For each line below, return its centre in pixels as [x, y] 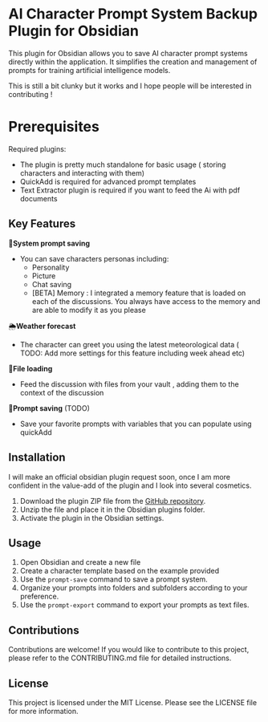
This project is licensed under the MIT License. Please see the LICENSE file [133, 702]
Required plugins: [37, 148]
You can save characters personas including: [94, 258]
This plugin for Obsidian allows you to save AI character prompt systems [128, 53]
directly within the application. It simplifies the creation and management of [133, 62]
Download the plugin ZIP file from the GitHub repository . [113, 501]
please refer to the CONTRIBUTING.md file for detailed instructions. [120, 658]
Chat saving [52, 284]
